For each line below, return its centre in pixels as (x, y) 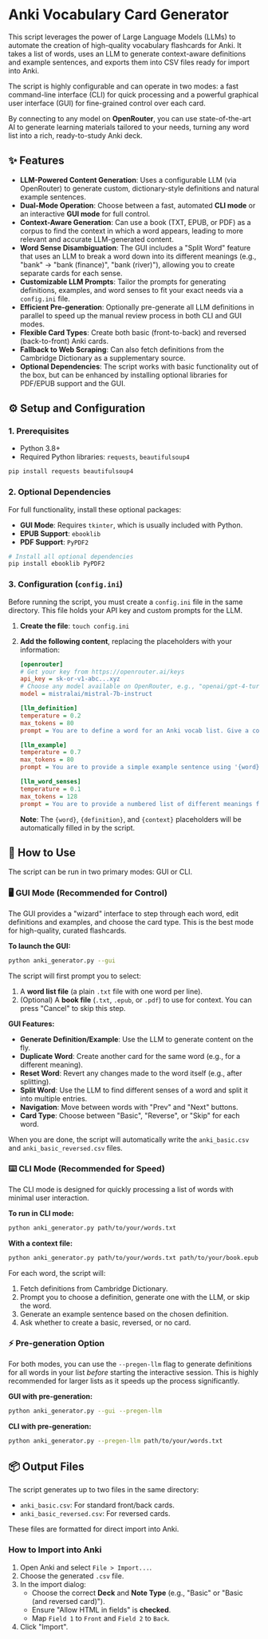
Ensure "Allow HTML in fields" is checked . (101, 1609)
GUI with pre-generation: (51, 1396)
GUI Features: (32, 1024)
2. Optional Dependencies (60, 492)
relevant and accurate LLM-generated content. (97, 239)
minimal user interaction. (49, 1198)
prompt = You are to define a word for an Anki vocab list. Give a (134, 731)
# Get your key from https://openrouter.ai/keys (102, 672)
